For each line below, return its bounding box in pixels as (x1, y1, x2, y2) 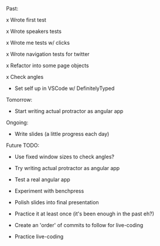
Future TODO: (6, 142, 40, 149)
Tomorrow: (6, 97, 33, 103)
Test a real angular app (14, 176, 70, 183)
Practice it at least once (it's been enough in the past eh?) (14, 210, 154, 217)
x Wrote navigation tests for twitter (6, 51, 90, 58)
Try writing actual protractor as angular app (14, 165, 120, 171)
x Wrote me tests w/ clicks (6, 39, 70, 46)
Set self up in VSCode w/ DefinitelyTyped (14, 85, 115, 92)
